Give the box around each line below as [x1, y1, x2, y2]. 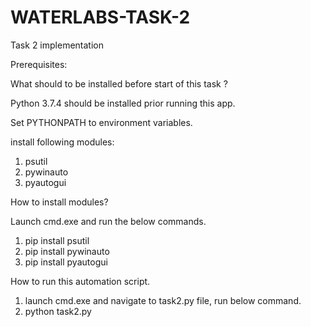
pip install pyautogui [24, 256, 108, 268]
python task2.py [24, 305, 92, 317]
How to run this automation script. [10, 275, 151, 287]
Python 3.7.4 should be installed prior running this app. [10, 97, 236, 109]
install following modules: [10, 136, 115, 148]
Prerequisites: [10, 58, 68, 70]
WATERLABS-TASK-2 [10, 6, 191, 29]
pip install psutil [24, 234, 90, 246]
